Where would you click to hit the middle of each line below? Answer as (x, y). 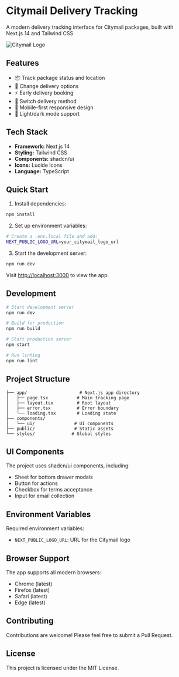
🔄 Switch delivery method (46, 101)
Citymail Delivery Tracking (72, 11)
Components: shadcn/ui (44, 159)
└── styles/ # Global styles (58, 434)
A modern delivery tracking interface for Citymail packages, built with (90, 27)
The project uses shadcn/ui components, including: (68, 466)
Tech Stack (27, 132)
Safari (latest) (31, 596)
